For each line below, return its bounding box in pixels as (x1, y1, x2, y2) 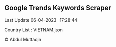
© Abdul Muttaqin (4, 36, 42, 42)
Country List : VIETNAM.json (4, 27, 63, 33)
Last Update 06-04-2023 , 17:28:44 (4, 17, 78, 23)
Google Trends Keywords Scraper (4, 4, 111, 12)
